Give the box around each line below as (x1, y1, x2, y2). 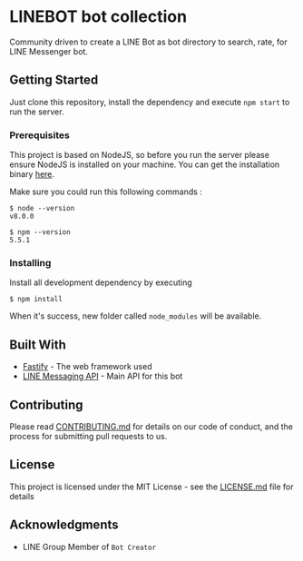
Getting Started (9, 73, 99, 88)
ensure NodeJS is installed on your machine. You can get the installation (9, 159, 280, 170)
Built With (9, 337, 66, 352)
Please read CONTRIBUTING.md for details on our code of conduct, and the (9, 420, 293, 432)
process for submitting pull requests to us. (9, 430, 168, 441)
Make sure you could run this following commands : (9, 186, 202, 197)
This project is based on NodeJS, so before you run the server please (9, 150, 270, 161)
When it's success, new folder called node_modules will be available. (9, 310, 262, 321)
